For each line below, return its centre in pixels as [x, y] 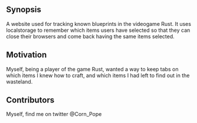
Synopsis [24, 10]
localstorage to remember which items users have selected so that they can [98, 30]
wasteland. [19, 81]
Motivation [27, 55]
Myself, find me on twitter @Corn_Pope [54, 114]
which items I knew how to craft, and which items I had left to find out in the [98, 75]
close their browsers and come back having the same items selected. [91, 36]
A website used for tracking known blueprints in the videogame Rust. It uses [99, 24]
